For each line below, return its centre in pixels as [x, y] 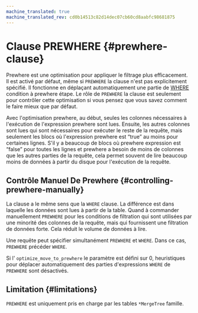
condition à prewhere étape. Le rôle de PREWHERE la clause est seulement [94, 94]
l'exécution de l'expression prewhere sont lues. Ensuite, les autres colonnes [98, 124]
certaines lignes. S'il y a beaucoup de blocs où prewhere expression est [93, 143]
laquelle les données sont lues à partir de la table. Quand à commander [93, 210]
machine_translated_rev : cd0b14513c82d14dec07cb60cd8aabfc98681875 [91, 17]
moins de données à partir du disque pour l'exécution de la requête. [88, 162]
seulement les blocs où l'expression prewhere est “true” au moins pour [92, 137]
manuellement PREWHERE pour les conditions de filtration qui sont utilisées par [99, 217]
